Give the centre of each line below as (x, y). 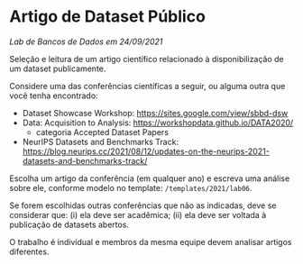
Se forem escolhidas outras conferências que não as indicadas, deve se (143, 205)
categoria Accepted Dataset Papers (102, 132)
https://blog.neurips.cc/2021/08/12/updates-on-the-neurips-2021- (146, 151)
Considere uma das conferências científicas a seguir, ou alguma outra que (147, 86)
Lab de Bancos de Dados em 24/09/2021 (86, 41)
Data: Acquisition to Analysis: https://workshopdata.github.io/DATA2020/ (158, 123)
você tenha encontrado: (54, 96)
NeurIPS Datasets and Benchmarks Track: (100, 141)
